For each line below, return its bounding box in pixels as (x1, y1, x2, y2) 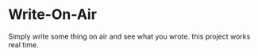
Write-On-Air (8, 6, 98, 24)
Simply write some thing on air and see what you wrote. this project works (8, 32, 251, 41)
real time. (8, 39, 39, 49)
